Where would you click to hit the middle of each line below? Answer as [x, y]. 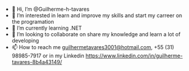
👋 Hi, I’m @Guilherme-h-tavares [50, 9]
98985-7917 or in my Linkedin [48, 56]
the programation [33, 22]
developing [25, 41]
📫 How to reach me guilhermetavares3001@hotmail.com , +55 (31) [93, 47]
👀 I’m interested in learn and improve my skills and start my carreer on [97, 15]
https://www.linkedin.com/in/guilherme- [134, 56]
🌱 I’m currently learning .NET [47, 28]
